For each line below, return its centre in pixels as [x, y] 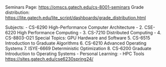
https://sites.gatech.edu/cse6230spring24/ [49, 59]
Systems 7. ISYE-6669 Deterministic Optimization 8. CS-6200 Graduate [78, 48]
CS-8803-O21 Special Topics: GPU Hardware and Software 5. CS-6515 [78, 38]
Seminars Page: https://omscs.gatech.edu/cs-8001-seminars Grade [75, 7]
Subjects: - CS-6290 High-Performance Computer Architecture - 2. [74, 27]
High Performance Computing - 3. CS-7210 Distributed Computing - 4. [89, 33]
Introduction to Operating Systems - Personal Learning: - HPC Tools [75, 54]
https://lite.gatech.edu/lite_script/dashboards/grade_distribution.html [76, 18]
